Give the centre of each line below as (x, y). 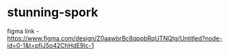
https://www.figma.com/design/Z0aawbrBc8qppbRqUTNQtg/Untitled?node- (114, 38)
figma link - (23, 31)
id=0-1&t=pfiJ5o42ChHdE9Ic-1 (51, 45)
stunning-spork (53, 12)
